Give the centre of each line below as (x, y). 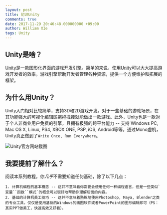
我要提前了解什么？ (35, 164)
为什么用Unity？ (30, 97)
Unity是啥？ (24, 55)
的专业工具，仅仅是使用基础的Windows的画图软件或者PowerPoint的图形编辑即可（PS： (82, 203)
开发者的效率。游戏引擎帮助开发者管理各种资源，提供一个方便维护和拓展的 (86, 74)
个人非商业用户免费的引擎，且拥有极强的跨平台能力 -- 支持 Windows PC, (84, 123)
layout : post (19, 10)
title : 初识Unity (22, 15)
